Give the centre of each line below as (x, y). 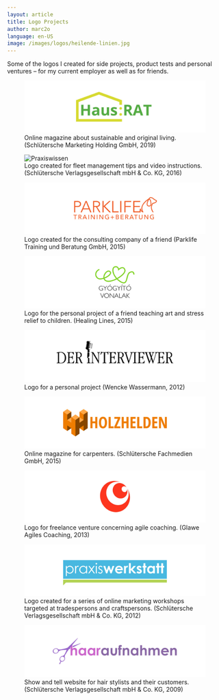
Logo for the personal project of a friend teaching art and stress (114, 313)
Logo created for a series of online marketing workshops (104, 601)
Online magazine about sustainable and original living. (100, 138)
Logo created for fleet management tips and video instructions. (113, 166)
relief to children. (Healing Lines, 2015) (79, 320)
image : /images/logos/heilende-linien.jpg (68, 44)
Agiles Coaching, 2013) (57, 534)
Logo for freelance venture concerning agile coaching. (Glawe (112, 527)
